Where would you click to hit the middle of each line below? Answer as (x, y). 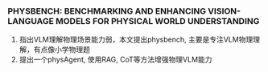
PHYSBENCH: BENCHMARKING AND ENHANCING (107, 11)
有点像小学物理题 (62, 50)
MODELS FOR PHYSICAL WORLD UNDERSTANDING (157, 21)
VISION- (224, 11)
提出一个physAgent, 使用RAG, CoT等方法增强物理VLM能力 (115, 60)
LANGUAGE (31, 21)
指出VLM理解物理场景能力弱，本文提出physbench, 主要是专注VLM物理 (136, 40)
